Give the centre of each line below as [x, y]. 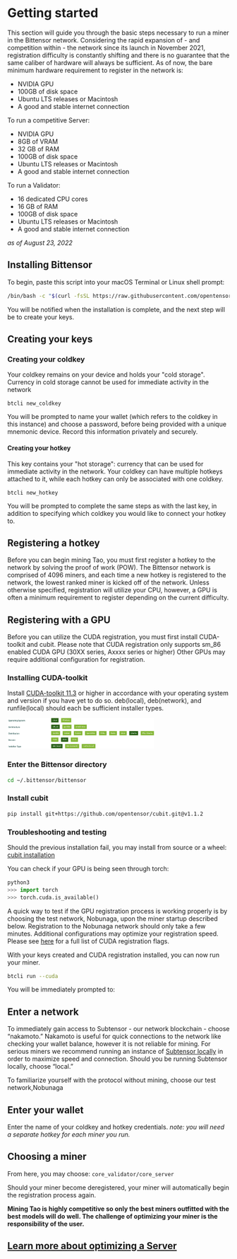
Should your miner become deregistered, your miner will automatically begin [118, 1188]
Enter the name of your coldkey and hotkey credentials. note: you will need [116, 1127]
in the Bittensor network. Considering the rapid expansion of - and [104, 40]
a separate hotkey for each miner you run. [69, 1134]
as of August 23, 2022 [40, 243]
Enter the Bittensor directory [57, 764]
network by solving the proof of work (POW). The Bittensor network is [109, 568]
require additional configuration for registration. [76, 660]
